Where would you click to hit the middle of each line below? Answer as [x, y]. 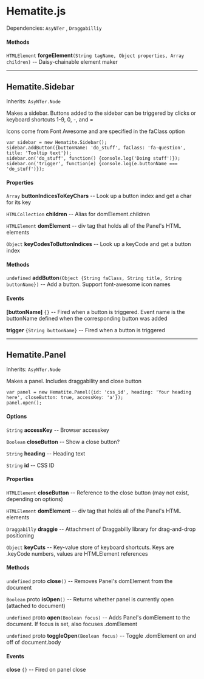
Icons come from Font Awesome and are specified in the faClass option [96, 131]
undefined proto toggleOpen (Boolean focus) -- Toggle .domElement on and [101, 635]
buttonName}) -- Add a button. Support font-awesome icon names [89, 284]
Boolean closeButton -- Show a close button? [63, 442]
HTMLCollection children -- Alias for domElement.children [78, 214]
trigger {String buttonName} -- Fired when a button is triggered [86, 330]
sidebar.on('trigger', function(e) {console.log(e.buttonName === [92, 163]
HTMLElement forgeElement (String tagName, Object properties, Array [95, 55]
